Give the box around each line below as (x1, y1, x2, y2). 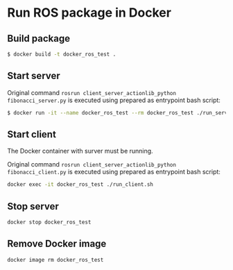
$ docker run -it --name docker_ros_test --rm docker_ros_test (7, 109, 194, 116)
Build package (7, 33, 71, 44)
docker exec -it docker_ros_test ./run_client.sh (7, 181, 154, 188)
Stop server (7, 200, 59, 212)
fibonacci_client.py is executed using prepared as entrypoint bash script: (7, 168, 221, 176)
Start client (7, 128, 57, 140)
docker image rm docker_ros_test (7, 256, 104, 263)
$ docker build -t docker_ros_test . (7, 51, 116, 58)
